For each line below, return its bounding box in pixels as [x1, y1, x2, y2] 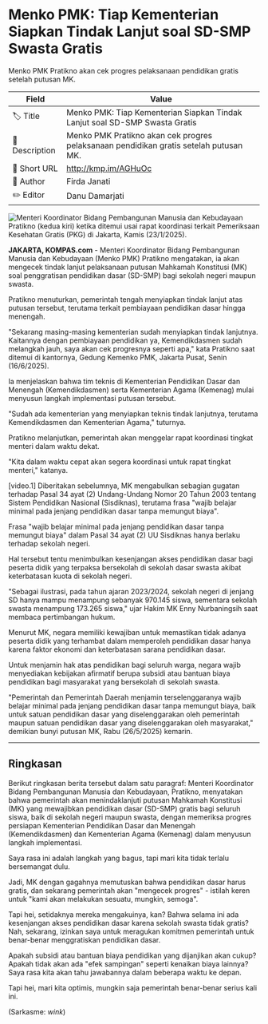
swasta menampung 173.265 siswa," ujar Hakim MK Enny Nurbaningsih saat [8, 603, 258, 613]
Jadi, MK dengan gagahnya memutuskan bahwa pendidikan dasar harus [8, 877, 246, 887]
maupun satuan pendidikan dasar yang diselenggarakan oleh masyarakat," [8, 717, 254, 728]
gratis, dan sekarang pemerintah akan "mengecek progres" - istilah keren [8, 885, 250, 895]
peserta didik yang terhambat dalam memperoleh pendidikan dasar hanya [8, 636, 251, 645]
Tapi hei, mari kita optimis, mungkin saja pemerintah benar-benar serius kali [8, 982, 258, 992]
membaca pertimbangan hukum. [8, 612, 116, 621]
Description [12, 145, 56, 156]
